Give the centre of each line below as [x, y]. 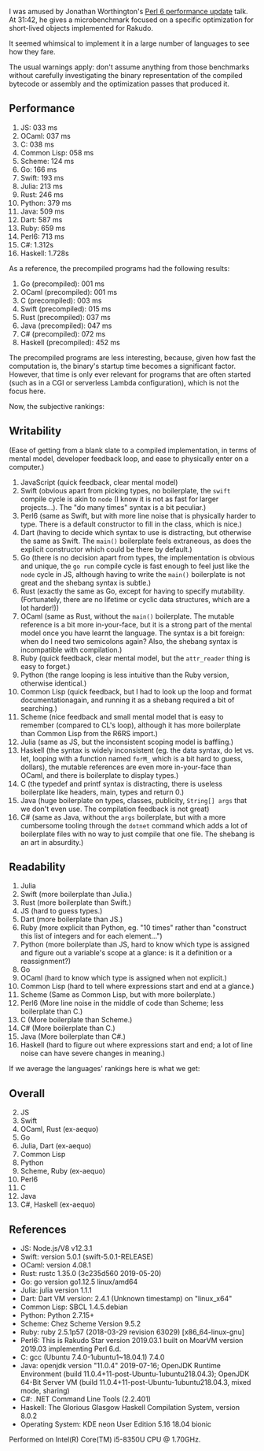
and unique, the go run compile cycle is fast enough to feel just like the [135, 566]
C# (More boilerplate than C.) [68, 1029]
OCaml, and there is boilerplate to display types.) [99, 775]
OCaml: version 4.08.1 [55, 1265]
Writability [35, 432]
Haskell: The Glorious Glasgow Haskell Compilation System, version [130, 1408]
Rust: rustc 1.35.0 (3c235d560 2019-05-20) [91, 1274]
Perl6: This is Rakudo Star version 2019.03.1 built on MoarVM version [132, 1341]
